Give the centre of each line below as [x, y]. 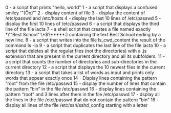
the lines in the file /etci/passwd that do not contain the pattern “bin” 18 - [82, 100]
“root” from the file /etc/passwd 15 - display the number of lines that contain [86, 83]
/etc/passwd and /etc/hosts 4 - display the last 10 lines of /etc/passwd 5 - [83, 18]
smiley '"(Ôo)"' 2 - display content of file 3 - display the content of [75, 13]
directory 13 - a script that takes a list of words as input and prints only [80, 73]
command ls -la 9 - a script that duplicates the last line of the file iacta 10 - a [86, 45]
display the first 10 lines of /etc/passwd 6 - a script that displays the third [82, 24]
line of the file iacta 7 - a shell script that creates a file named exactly [78, 29]
